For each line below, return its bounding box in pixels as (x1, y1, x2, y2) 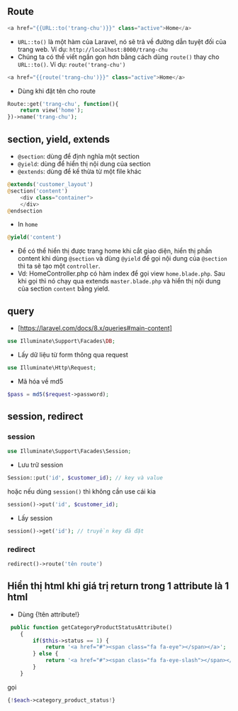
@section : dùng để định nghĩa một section (17, 152, 140, 161)
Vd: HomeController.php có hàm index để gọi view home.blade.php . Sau (17, 269, 225, 278)
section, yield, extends (7, 133, 110, 145)
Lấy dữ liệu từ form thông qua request (17, 350, 129, 359)
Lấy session (17, 514, 53, 522)
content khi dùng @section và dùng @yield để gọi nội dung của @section (17, 254, 228, 263)
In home (17, 220, 38, 229)
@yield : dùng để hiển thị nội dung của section (17, 160, 151, 168)
